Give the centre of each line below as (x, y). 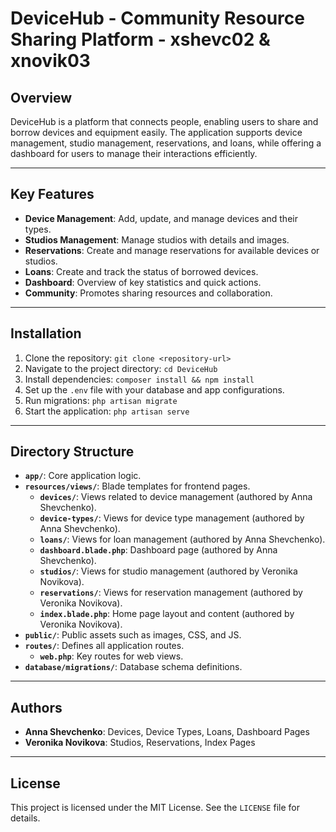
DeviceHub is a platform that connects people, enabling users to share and (164, 121)
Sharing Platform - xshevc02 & (140, 39)
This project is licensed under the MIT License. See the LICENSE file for (155, 808)
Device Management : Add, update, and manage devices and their (161, 218)
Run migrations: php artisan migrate (101, 400)
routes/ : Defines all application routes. (104, 646)
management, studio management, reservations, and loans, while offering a (166, 143)
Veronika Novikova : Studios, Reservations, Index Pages (140, 743)
